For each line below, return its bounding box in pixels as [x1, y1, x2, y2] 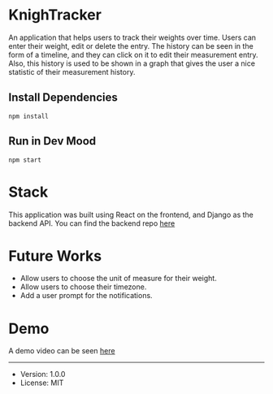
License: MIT [19, 378, 64, 388]
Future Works [8, 246, 102, 265]
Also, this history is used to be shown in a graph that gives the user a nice [8, 58, 256, 68]
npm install [8, 112, 49, 120]
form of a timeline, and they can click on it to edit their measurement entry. [8, 50, 258, 59]
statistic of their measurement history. [8, 67, 136, 76]
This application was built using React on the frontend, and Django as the [8, 210, 253, 219]
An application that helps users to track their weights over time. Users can [8, 32, 257, 42]
